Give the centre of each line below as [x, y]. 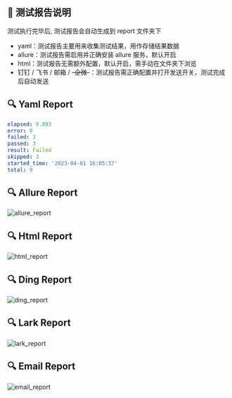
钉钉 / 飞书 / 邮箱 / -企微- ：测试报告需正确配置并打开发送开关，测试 [115, 72]
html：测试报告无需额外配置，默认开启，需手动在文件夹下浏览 [107, 63]
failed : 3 [22, 137]
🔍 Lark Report [39, 323]
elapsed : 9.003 [30, 124]
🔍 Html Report [40, 236]
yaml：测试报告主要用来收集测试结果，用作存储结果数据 [98, 46]
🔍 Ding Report [40, 280]
